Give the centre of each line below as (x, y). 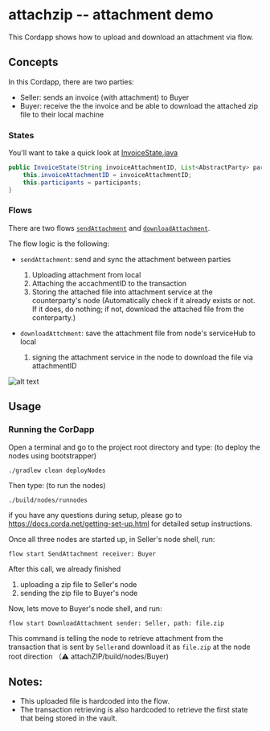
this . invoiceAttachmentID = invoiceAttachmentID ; (108, 175)
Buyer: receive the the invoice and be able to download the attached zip (139, 105)
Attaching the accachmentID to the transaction (109, 283)
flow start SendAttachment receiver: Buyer (82, 554)
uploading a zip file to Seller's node (78, 584)
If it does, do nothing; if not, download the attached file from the (138, 309)
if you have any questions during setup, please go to (95, 515)
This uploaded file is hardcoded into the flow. (95, 701)
